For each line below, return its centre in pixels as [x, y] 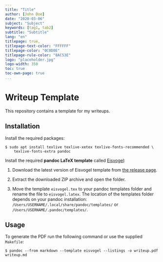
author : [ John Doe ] [25, 14]
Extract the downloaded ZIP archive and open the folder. [69, 179]
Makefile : [15, 242]
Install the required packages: [35, 138]
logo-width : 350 [21, 64]
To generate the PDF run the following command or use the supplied [74, 237]
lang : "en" [16, 37]
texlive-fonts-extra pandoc [42, 151]
